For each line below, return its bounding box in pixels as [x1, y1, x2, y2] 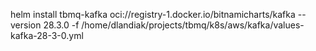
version [10, 19, 42, 31]
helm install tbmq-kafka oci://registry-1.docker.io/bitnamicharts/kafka [10, 9, 296, 20]
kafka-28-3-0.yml [10, 30, 84, 41]
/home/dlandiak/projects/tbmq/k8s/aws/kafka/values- [81, 19, 305, 31]
